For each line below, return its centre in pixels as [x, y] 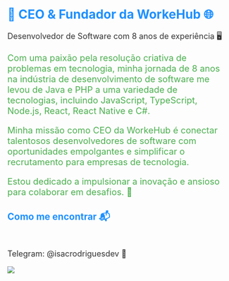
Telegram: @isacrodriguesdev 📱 [67, 253]
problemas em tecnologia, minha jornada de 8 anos [114, 68]
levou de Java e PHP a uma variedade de [93, 90]
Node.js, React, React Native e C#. [79, 111]
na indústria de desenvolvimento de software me [109, 79]
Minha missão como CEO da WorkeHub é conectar [113, 130]
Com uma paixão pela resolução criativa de [97, 58]
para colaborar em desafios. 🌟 [70, 192]
